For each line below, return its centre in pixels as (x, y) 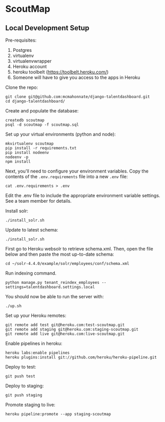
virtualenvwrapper (32, 61)
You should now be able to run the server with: (55, 296)
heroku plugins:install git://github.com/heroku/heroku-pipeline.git (81, 357)
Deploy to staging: (25, 386)
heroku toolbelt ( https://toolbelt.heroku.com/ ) (60, 72)
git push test (20, 376)
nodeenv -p (17, 157)
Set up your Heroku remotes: (36, 315)
